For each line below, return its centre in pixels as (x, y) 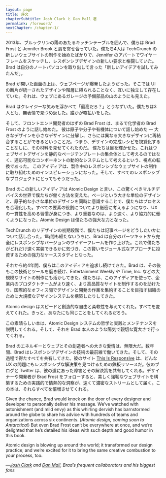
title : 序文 (17, 14)
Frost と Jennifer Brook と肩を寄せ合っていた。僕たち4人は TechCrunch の (81, 49)
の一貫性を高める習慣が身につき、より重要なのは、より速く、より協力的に (81, 214)
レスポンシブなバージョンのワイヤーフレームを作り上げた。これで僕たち (87, 243)
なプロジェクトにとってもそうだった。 (44, 179)
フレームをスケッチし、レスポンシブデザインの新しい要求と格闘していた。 (81, 61)
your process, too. (24, 455)
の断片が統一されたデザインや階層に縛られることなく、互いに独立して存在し (83, 90)
